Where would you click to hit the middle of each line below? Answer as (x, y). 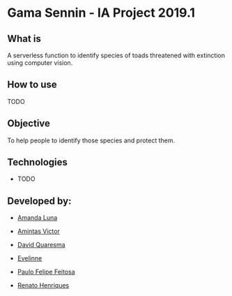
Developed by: (39, 201)
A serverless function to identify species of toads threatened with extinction (116, 55)
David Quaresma (41, 245)
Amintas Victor (39, 231)
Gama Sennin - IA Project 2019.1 (101, 13)
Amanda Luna (37, 218)
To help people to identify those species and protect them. (91, 140)
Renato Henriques (43, 286)
